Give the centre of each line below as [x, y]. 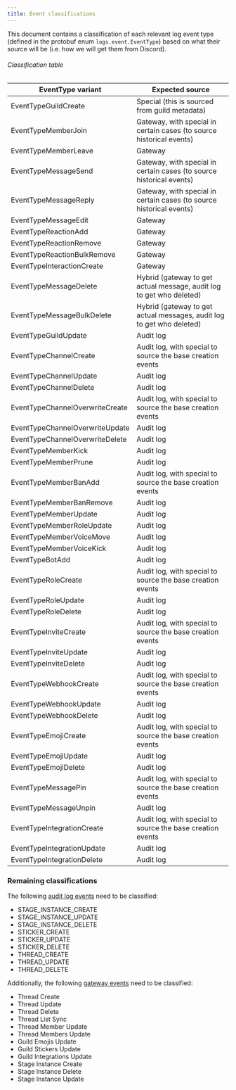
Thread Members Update [54, 1034]
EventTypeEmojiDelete [48, 767]
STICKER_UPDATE [44, 939]
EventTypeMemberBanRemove [62, 502]
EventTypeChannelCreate [53, 355]
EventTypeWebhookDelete [54, 715]
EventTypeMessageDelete [54, 286]
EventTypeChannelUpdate [54, 376]
